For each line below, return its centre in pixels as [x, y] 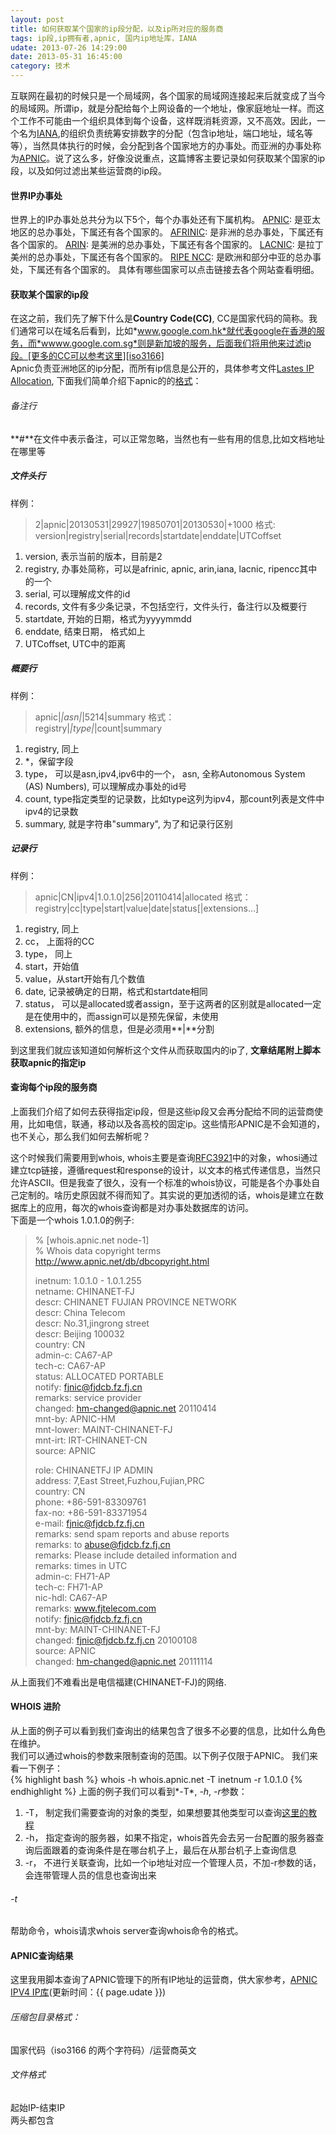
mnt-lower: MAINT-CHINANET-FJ [103, 1429]
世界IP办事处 [36, 195]
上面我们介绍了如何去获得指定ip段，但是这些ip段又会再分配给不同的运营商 [162, 1111]
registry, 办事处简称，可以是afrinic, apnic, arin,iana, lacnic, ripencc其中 [171, 568]
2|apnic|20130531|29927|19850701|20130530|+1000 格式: [155, 524]
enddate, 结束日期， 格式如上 [85, 631]
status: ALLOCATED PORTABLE [99, 1376]
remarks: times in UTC [81, 1565]
